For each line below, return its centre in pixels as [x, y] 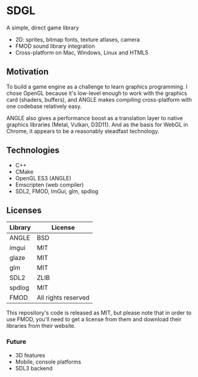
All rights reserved [63, 298]
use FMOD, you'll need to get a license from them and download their [94, 319]
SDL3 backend [34, 368]
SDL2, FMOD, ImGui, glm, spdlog [57, 191]
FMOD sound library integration [55, 46]
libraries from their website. [41, 326]
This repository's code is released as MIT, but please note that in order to [99, 313]
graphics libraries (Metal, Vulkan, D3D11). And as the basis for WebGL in [97, 124]
